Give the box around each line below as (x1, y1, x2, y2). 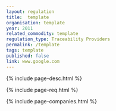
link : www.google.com (6, 58, 60, 64)
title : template (6, 14, 49, 20)
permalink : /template (6, 42, 60, 48)
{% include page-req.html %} (6, 86, 79, 93)
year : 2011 (6, 25, 33, 31)
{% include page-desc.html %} (6, 75, 82, 82)
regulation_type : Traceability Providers (6, 36, 111, 42)
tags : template (6, 47, 44, 53)
